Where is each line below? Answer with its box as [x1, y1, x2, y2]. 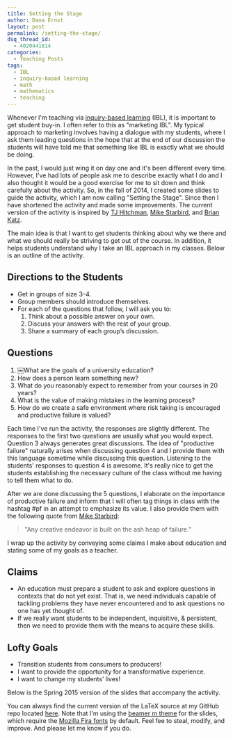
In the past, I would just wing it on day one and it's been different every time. [7, 164, 227, 172]
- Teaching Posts [13, 56, 64, 63]
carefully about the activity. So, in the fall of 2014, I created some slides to [7, 186, 219, 194]
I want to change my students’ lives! [17, 675, 120, 683]
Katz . [7, 216, 22, 223]
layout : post [7, 23, 45, 30]
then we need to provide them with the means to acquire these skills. [17, 621, 215, 630]
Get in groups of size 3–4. [17, 289, 92, 298]
